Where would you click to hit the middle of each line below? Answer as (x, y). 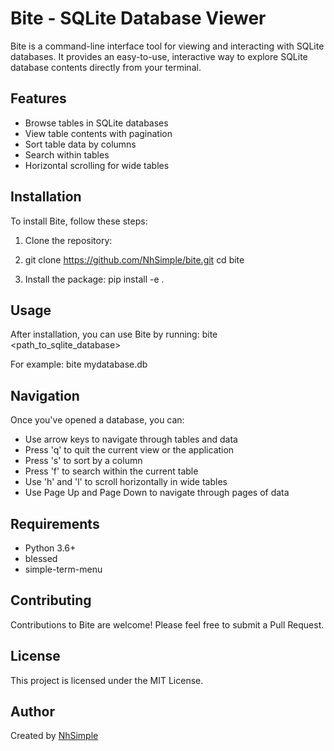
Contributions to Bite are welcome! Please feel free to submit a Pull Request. (167, 624)
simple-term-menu (63, 569)
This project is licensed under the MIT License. (107, 680)
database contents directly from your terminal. (106, 67)
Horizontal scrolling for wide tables (97, 165)
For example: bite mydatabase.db (79, 364)
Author (32, 712)
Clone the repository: (68, 240)
